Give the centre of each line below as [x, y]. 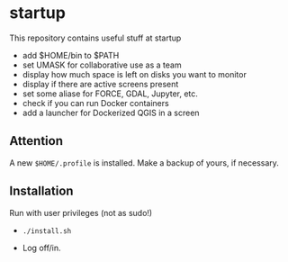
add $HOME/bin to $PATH [71, 55]
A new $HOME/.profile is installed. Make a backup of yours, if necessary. [144, 163]
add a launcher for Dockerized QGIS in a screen [111, 113]
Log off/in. [41, 248]
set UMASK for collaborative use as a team [102, 65]
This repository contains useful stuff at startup [95, 38]
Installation [41, 191]
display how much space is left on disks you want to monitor [135, 74]
